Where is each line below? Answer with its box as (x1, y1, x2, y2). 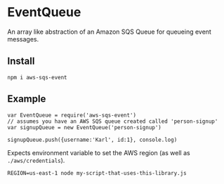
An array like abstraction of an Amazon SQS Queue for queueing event (7, 27, 212, 36)
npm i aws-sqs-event (7, 74, 68, 81)
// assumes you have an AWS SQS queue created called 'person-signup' (7, 117, 218, 125)
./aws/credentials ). (7, 156, 65, 164)
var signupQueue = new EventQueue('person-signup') (7, 124, 162, 131)
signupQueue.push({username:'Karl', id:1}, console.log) (7, 136, 178, 143)
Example (7, 93, 46, 105)
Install (7, 55, 35, 67)
